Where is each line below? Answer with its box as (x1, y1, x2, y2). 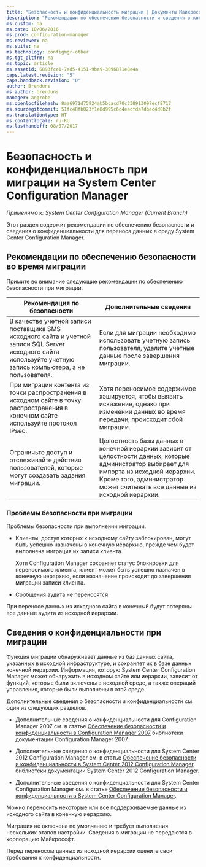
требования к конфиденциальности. (6, 853, 101, 861)
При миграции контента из (9, 380, 90, 389)
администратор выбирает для (99, 459, 189, 468)
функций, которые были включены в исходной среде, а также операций (6, 679, 196, 686)
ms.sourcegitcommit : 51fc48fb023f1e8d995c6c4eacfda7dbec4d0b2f (6, 106, 172, 112)
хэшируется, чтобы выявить (99, 392, 183, 400)
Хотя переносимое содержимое (99, 384, 196, 393)
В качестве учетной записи (9, 317, 91, 325)
